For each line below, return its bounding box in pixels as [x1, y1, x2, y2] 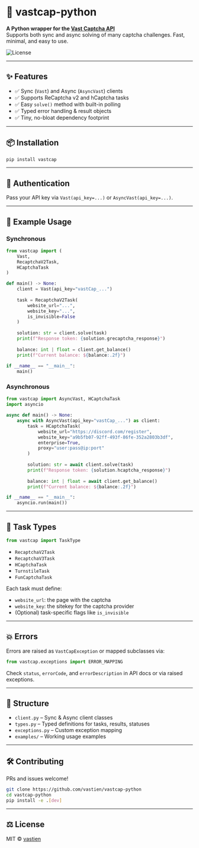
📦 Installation [6, 138, 59, 148]
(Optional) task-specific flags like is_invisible [14, 609, 129, 616]
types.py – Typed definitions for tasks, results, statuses [14, 720, 150, 727]
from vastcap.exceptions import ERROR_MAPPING [6, 659, 123, 665]
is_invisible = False [27, 314, 76, 320]
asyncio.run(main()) [17, 500, 68, 506]
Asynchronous [6, 383, 50, 391]
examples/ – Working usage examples [14, 733, 107, 740]
